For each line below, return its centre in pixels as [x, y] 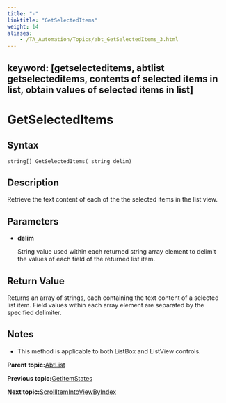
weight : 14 [23, 26]
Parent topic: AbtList [37, 365]
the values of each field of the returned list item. [86, 259]
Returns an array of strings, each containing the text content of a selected [113, 298]
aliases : [20, 33]
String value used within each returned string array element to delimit [116, 252]
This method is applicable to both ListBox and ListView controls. [109, 351]
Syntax [23, 145]
